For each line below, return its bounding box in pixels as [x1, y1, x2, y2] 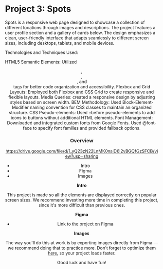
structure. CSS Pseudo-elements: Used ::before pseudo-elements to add [9, 109, 155, 115]
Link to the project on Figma [57, 221, 113, 227]
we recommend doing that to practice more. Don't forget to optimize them [7, 245, 156, 251]
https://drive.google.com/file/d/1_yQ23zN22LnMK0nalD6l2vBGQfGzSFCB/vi [5, 148, 158, 154]
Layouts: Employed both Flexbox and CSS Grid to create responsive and [9, 89, 154, 95]
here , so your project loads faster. [48, 250, 116, 256]
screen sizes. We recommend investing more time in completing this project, [5, 197, 159, 203]
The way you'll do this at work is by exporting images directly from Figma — [5, 240, 158, 246]
